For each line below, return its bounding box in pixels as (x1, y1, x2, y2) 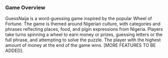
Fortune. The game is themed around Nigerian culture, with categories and (5, 21, 160, 27)
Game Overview (5, 4, 45, 11)
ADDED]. (5, 47, 24, 54)
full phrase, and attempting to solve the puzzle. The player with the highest (5, 37, 161, 43)
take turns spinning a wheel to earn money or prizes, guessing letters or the (5, 32, 163, 38)
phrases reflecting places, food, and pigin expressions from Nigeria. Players (5, 26, 163, 32)
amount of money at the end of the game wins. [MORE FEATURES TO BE (5, 42, 156, 48)
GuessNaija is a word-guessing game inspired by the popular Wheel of (5, 16, 152, 22)
